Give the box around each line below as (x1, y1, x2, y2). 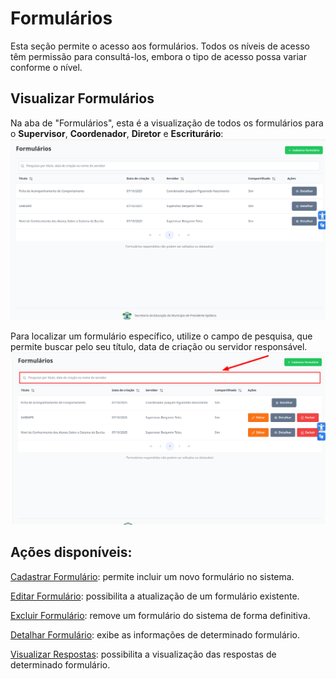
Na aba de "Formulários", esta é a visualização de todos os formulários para (10, 117, 324, 129)
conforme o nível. (10, 61, 83, 73)
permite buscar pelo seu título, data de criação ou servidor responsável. (10, 340, 308, 352)
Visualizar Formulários (10, 90, 155, 107)
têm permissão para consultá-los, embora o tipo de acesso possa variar (10, 50, 307, 62)
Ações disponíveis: (10, 544, 133, 561)
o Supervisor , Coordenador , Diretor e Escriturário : (10, 127, 224, 139)
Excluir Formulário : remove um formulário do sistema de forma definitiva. (10, 609, 311, 621)
